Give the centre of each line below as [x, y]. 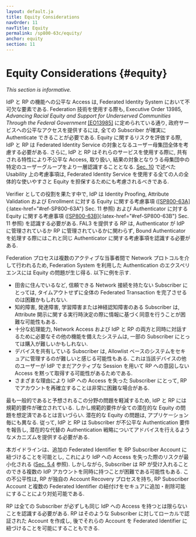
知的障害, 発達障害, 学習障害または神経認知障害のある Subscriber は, [97, 307]
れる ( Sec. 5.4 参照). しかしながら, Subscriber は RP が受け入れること [105, 464]
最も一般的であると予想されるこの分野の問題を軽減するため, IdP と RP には [96, 400]
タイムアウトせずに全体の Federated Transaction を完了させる [112, 292]
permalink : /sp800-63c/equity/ [44, 33]
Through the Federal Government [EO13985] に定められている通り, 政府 [93, 122]
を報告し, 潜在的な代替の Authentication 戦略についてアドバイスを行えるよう [98, 429]
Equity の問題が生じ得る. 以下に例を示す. [82, 272]
